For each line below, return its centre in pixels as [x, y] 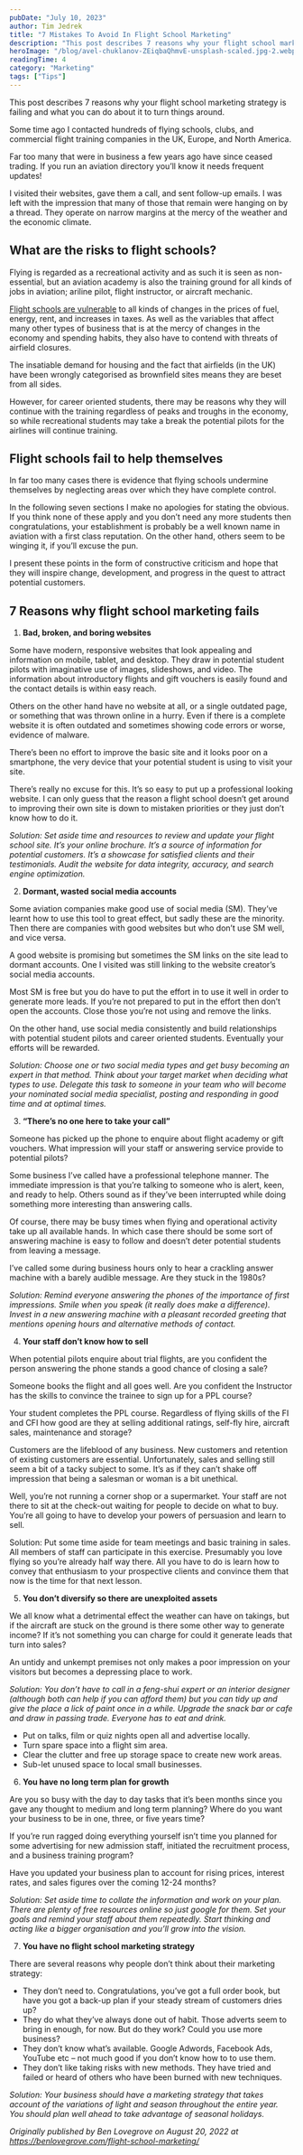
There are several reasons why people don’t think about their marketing [142, 1964]
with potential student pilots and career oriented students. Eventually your [147, 1038]
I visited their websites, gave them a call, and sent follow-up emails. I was [146, 193]
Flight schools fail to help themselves [116, 459]
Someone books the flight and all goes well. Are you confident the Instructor [151, 1386]
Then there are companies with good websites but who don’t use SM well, [147, 928]
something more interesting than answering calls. [101, 1204]
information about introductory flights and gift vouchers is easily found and [148, 679]
